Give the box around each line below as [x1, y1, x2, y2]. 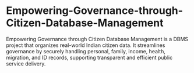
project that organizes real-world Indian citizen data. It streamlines [6, 42, 165, 49]
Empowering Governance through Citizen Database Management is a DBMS [6, 35, 189, 42]
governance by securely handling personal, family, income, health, [6, 48, 166, 54]
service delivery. [6, 60, 46, 67]
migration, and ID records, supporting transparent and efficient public [6, 54, 173, 61]
